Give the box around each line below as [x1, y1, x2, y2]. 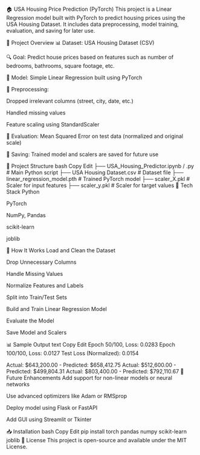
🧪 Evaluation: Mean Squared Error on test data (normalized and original [6, 133, 184, 140]
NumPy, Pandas [6, 212, 47, 218]
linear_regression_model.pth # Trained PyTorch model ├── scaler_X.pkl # [6, 175, 190, 182]
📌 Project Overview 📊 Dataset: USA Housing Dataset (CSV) [6, 39, 155, 46]
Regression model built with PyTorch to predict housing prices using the [6, 15, 185, 21]
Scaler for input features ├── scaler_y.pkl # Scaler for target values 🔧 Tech [6, 182, 193, 189]
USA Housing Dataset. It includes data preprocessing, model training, [6, 21, 179, 28]
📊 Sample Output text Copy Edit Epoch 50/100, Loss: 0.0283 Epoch [6, 341, 175, 348]
